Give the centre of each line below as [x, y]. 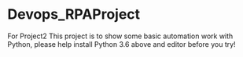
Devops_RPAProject [74, 14]
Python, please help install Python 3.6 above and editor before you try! [122, 44]
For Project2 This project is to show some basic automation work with [120, 36]
